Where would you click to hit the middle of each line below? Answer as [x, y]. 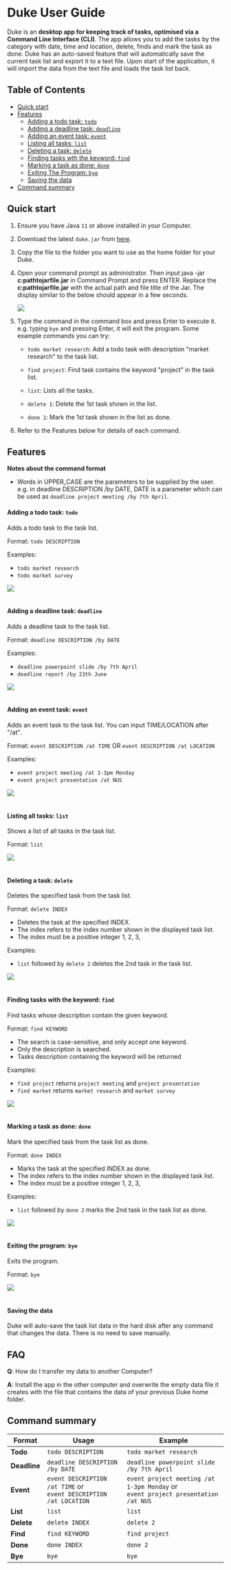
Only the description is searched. [64, 1049]
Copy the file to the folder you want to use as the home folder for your [116, 252]
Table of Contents [46, 90]
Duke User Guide [56, 13]
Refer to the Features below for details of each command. [99, 430]
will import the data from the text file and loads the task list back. [99, 68]
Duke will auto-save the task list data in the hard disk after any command [110, 1326]
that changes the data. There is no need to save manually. [89, 1333]
